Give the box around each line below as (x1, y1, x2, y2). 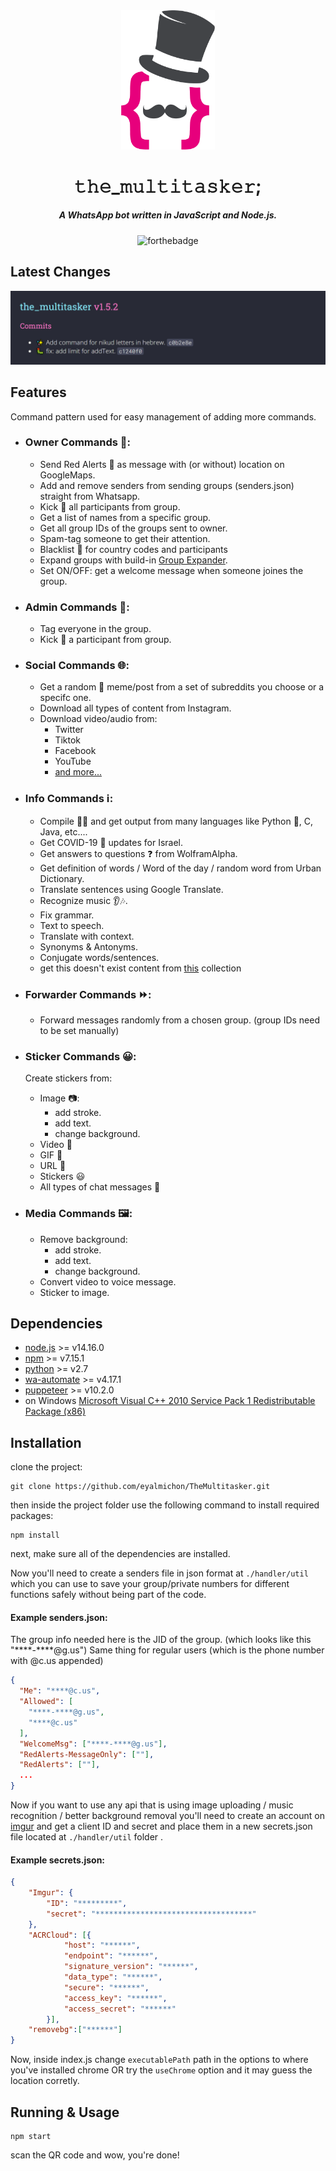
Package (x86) (24, 1405, 87, 1418)
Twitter (54, 724, 84, 736)
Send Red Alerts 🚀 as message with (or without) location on (39, 458, 285, 470)
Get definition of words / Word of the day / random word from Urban (39, 862, 322, 874)
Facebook (54, 745, 97, 757)
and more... (54, 766, 102, 778)
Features (10, 384, 67, 401)
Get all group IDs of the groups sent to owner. (39, 522, 228, 534)
